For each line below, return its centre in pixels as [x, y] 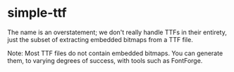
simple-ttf [37, 13]
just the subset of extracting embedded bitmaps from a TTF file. [100, 39]
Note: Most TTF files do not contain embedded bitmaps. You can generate [115, 53]
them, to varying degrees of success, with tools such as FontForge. [105, 60]
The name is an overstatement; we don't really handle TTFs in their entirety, [117, 32]
